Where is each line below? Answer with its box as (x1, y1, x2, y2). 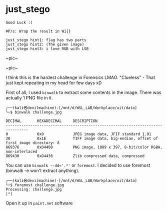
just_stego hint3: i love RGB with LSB (5, 46, 89, 51)
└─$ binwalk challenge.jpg (5, 109, 62, 114)
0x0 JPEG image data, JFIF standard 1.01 (37, 131, 151, 136)
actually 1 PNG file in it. (5, 94, 53, 100)
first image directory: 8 (5, 140, 59, 145)
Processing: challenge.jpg (5, 186, 62, 192)
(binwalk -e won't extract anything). (5, 167, 79, 173)
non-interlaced (5, 149, 37, 154)
